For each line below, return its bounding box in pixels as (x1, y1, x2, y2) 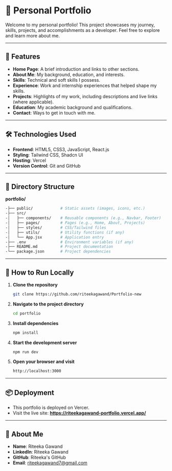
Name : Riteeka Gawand (12, 443, 63, 449)
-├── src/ (5, 211, 27, 216)
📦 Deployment (5, 388, 55, 397)
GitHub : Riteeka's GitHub (12, 454, 67, 460)
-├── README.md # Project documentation (5, 244, 114, 249)
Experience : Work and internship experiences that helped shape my (12, 82, 157, 88)
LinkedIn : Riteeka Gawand (12, 448, 69, 455)
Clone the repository (12, 281, 58, 287)
